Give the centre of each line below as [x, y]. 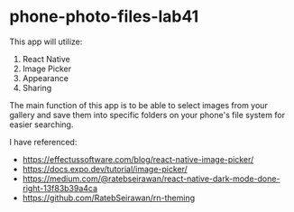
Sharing [37, 88]
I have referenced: [43, 142]
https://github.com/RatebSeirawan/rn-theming [109, 198]
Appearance [46, 78]
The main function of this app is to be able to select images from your [138, 105]
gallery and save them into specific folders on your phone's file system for [147, 115]
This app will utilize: [46, 41]
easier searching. [41, 124]
